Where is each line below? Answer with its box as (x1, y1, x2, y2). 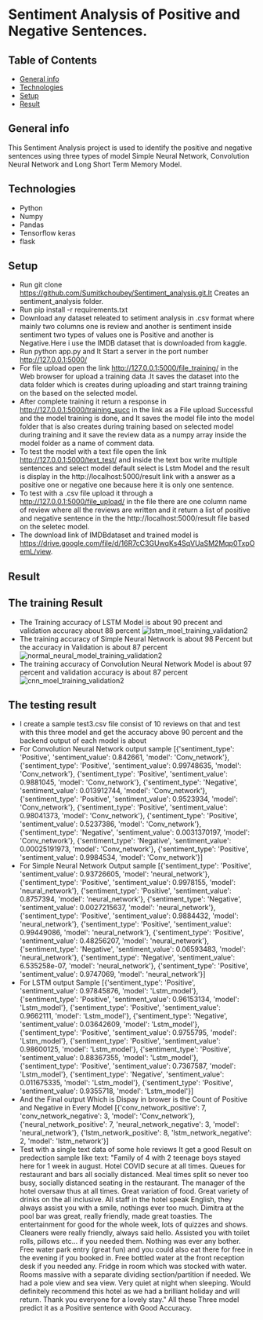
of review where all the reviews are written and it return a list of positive (19, 505, 250, 515)
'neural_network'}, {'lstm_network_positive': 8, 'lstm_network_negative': (19, 1128, 252, 1138)
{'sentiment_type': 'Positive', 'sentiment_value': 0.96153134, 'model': (19, 995, 240, 1004)
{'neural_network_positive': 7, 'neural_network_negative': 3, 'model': (19, 1120, 240, 1129)
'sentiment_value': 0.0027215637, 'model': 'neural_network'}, (19, 903, 216, 912)
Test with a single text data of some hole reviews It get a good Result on (19, 1145, 252, 1154)
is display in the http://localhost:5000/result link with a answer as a (19, 472, 236, 481)
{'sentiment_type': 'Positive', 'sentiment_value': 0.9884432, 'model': (19, 911, 239, 920)
